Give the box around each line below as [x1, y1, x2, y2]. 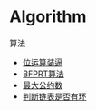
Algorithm [9, 6, 87, 27]
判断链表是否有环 [22, 91, 87, 102]
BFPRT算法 [22, 68, 65, 79]
